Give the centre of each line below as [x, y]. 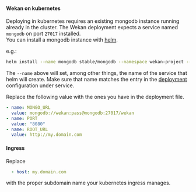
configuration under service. [40, 85]
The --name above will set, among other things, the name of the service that [97, 73]
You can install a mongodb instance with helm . [62, 40]
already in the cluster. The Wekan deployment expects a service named [92, 28]
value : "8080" [28, 124]
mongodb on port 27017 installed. [43, 34]
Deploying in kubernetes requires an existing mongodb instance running [93, 21]
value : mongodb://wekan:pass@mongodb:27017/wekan [73, 113]
